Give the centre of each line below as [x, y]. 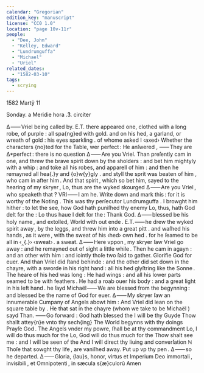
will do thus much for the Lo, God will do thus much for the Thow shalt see [100, 335]
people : [16, 35]
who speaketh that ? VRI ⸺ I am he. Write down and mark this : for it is [96, 194]
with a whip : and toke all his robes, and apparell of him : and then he [93, 167]
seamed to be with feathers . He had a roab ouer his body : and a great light [101, 281]
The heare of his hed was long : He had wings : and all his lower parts [94, 275]
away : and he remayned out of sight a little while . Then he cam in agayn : [99, 249]
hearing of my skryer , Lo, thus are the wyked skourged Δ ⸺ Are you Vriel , [101, 187]
